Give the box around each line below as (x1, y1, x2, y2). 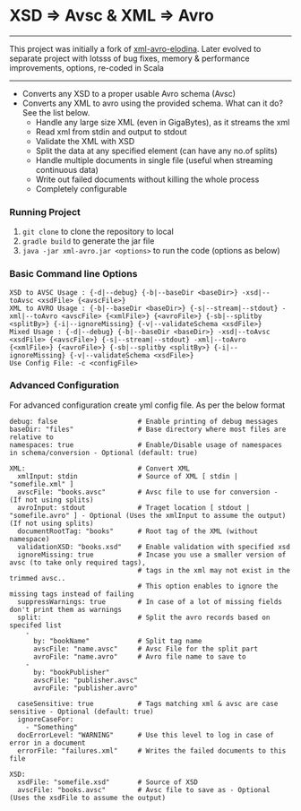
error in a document (9, 738, 87, 747)
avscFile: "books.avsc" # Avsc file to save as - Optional (17, 785, 271, 794)
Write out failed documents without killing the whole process (35, 174, 260, 185)
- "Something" (25, 722, 78, 731)
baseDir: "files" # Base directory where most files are (9, 425, 287, 434)
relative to (9, 432, 54, 442)
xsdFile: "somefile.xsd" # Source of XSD (17, 777, 199, 787)
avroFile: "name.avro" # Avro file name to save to (32, 651, 246, 661)
